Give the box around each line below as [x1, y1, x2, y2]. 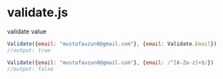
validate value [7, 27, 47, 35]
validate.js [7, 5, 69, 20]
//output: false [7, 65, 54, 72]
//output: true [7, 46, 51, 54]
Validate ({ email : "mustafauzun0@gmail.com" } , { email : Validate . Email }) [7, 40, 217, 47]
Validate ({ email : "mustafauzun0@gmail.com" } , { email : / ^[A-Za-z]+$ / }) [7, 59, 214, 66]
